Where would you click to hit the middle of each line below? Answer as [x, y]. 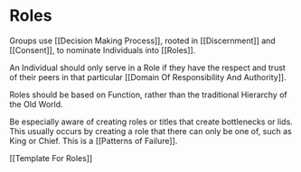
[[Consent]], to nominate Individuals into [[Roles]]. [103, 50]
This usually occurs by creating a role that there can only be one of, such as [150, 131]
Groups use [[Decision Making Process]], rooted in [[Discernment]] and [142, 41]
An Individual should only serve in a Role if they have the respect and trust [148, 68]
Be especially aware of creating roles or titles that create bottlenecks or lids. [151, 122]
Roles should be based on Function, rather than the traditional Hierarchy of [148, 95]
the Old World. [36, 104]
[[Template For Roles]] [51, 158]
